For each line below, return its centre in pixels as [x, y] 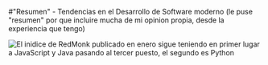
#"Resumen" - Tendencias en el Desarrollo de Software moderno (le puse [131, 12]
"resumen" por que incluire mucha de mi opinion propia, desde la [116, 20]
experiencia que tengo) [47, 28]
